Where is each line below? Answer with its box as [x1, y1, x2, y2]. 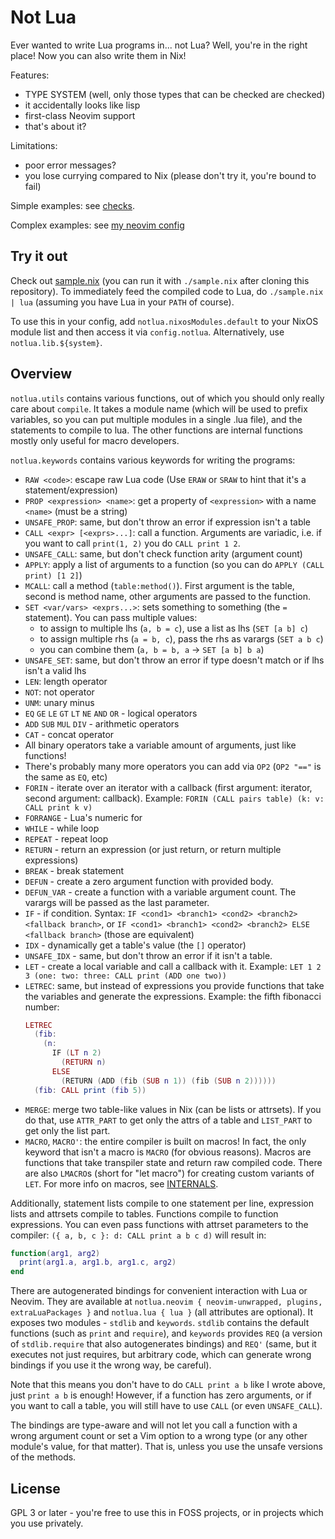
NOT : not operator [24, 686, 95, 698]
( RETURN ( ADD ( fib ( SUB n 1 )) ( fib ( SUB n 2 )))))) [61, 1076, 277, 1086]
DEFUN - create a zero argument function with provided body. [24, 875, 274, 887]
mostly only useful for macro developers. [10, 434, 180, 446]
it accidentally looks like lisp [24, 99, 141, 111]
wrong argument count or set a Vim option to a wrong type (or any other [10, 1430, 308, 1442]
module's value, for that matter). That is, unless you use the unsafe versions [10, 1441, 323, 1453]
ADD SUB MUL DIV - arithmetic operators [24, 717, 180, 730]
